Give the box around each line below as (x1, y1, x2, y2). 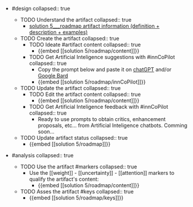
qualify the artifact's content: (29, 175, 99, 182)
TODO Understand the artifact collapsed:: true (20, 16, 132, 23)
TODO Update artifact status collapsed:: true (20, 134, 128, 141)
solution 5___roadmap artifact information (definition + (29, 23, 160, 29)
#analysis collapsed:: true (11, 152, 74, 158)
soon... (37, 128, 54, 135)
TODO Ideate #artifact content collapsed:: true (29, 41, 142, 48)
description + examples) (29, 29, 88, 36)
